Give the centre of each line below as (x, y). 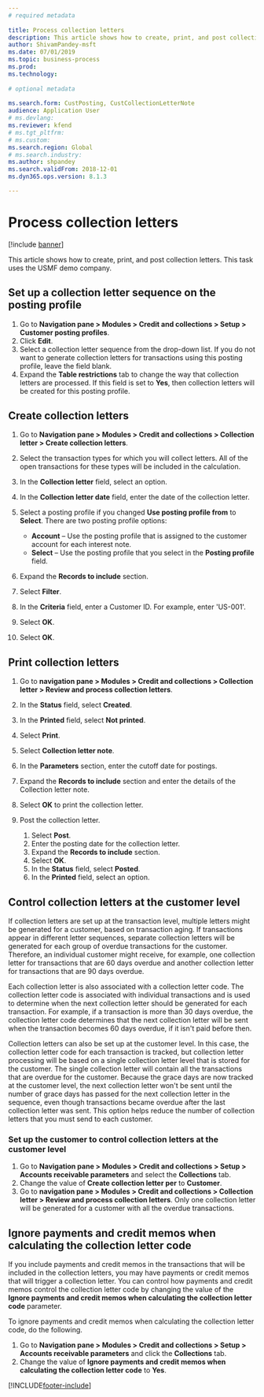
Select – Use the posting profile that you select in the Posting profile (143, 553)
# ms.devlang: (31, 118)
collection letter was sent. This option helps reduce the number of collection (132, 1111)
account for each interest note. (81, 544)
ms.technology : (33, 74)
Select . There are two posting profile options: (93, 521)
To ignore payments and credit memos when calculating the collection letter (131, 1321)
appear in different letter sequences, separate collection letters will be (122, 938)
